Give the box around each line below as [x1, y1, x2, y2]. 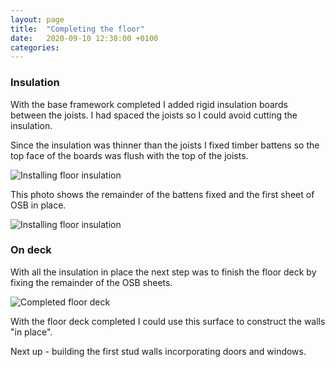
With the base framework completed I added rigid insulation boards [10, 98, 288, 110]
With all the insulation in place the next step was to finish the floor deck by [10, 266, 317, 278]
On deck [10, 243, 52, 257]
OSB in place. [10, 199, 67, 211]
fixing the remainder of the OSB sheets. [10, 276, 173, 288]
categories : [10, 42, 60, 53]
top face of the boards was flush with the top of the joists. [10, 149, 249, 161]
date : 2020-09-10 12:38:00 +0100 [10, 33, 159, 43]
